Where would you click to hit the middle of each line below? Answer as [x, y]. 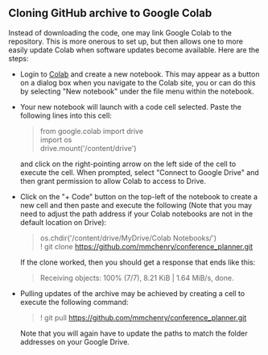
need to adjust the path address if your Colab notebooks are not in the [136, 214]
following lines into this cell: [66, 115]
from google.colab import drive [91, 131]
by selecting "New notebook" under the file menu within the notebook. [137, 91]
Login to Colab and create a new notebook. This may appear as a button [140, 74]
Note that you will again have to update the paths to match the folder [134, 333]
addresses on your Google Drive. [75, 341]
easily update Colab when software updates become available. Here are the [134, 50]
